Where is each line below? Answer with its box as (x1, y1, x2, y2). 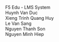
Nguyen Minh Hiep (5, 31, 44, 37)
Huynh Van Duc (5, 10, 38, 16)
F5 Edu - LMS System (5, 5, 50, 10)
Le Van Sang (5, 20, 32, 26)
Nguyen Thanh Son (5, 26, 45, 32)
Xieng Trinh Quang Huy (5, 15, 54, 21)
